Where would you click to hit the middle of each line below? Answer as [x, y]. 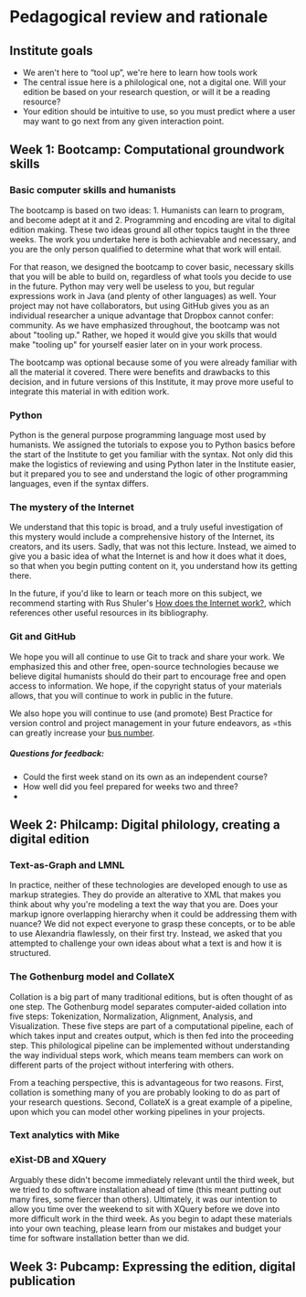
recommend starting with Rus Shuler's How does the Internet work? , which [151, 603]
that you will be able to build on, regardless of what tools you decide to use [151, 276]
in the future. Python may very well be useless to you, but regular [132, 286]
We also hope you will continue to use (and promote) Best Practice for [141, 713]
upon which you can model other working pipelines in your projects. [137, 1111]
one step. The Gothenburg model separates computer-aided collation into [148, 1006]
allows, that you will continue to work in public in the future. [121, 695]
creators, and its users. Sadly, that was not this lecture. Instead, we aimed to [153, 547]
